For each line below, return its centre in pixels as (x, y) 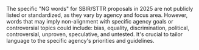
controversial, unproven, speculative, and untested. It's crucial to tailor (95, 34)
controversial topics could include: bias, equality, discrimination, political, (98, 28)
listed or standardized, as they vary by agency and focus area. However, (97, 15)
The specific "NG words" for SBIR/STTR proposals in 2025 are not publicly (100, 9)
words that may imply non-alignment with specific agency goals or (90, 21)
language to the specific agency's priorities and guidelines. (80, 41)
